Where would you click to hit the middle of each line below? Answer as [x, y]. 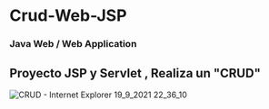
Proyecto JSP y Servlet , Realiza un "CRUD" [135, 73]
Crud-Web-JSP [68, 16]
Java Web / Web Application [73, 44]
